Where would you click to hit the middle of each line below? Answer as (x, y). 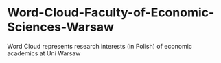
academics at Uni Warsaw (44, 53)
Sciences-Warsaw (61, 27)
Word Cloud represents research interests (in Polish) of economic (100, 46)
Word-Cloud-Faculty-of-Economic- (111, 13)
